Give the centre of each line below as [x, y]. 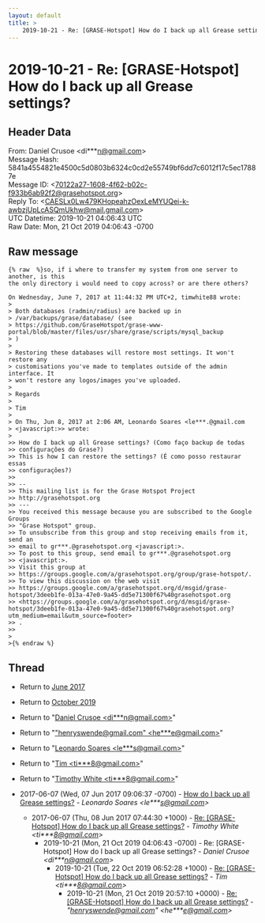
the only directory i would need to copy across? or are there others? [128, 284]
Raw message [43, 251]
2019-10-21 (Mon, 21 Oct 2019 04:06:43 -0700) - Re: [129, 843]
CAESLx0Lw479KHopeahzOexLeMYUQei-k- [117, 202]
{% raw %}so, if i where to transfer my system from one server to [123, 270]
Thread [26, 668]
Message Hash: [34, 160]
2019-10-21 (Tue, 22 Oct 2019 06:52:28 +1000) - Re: [140, 868]
